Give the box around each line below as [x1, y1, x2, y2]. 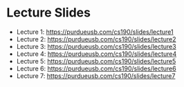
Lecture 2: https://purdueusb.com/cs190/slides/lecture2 [16, 35, 176, 43]
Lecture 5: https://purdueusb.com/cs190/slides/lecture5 [16, 57, 176, 65]
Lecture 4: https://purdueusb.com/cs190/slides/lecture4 [16, 50, 177, 58]
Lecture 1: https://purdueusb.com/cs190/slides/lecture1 [16, 28, 174, 36]
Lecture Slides [6, 5, 91, 21]
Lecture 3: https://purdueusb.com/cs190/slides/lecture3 [16, 42, 177, 50]
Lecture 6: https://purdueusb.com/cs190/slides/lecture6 [16, 64, 177, 72]
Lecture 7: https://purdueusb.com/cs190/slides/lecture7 [16, 71, 176, 80]
